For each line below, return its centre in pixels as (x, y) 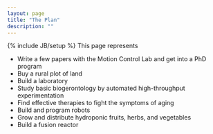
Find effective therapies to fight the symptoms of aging (95, 103)
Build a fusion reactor (48, 125)
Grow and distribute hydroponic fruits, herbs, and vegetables (104, 118)
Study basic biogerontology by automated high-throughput (101, 88)
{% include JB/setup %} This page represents (73, 46)
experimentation (40, 96)
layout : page (26, 13)
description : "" (30, 26)
